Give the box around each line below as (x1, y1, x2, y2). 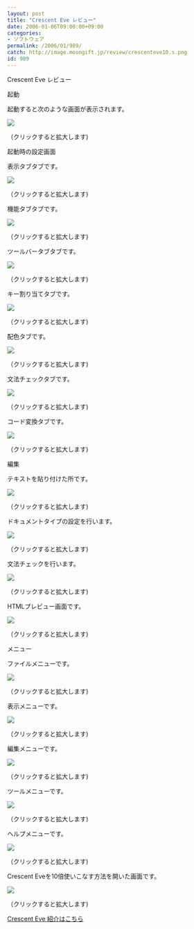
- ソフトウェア (7, 36, 45, 43)
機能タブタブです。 (7, 204, 62, 212)
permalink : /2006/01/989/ (7, 42, 82, 49)
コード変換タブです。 (7, 417, 68, 426)
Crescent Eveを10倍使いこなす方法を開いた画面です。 (7, 872, 161, 880)
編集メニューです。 (7, 744, 61, 753)
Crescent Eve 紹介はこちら (7, 914, 84, 923)
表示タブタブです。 (7, 162, 62, 170)
